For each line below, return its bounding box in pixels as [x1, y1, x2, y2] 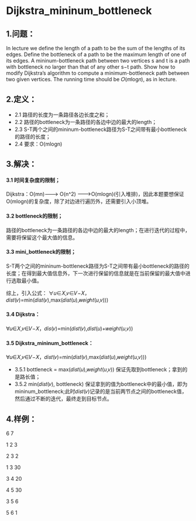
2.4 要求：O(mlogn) [14, 140, 63, 147]
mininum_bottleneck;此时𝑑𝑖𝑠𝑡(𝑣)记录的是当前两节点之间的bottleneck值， [14, 388, 187, 395]
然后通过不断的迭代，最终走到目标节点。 [14, 395, 112, 402]
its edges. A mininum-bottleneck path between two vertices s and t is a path [6, 57, 190, 64]
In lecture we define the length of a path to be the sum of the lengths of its [6, 45, 185, 51]
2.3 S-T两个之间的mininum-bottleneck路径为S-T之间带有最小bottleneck [14, 126, 187, 133]
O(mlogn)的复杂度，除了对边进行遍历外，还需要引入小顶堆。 [6, 198, 152, 205]
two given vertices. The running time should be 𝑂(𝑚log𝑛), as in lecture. [6, 76, 177, 82]
